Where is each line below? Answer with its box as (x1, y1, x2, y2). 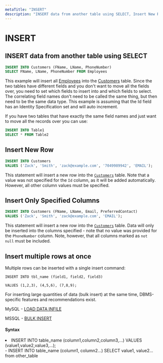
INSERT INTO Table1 (5, 128, 45, 133)
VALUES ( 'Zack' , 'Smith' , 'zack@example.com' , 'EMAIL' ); (5, 214, 123, 219)
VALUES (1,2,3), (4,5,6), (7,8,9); (5, 283, 77, 288)
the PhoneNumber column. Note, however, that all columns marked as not (5, 233, 148, 239)
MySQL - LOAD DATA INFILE (5, 306, 62, 311)
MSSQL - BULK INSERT (5, 315, 52, 321)
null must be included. (5, 238, 51, 244)
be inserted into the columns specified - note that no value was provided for (5, 228, 157, 234)
